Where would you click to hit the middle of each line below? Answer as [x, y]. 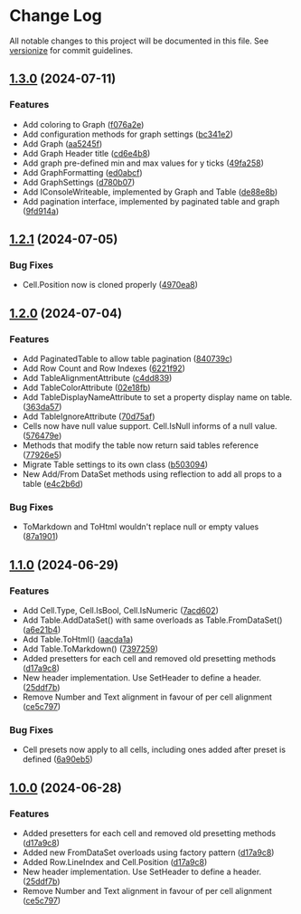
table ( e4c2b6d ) [53, 484]
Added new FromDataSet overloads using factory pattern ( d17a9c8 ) [148, 852]
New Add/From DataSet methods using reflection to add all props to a [152, 474]
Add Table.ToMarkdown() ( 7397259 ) [90, 649]
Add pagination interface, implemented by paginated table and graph [151, 201]
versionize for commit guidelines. [71, 50]
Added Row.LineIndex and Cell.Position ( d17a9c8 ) [115, 862]
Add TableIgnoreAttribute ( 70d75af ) [89, 416]
